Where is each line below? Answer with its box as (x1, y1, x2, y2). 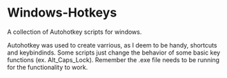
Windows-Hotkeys (7, 5, 117, 21)
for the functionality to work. (7, 63, 88, 71)
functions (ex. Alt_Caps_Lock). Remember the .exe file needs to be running (7, 55, 219, 64)
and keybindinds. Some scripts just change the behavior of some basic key (7, 48, 221, 57)
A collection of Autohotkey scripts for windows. (7, 28, 142, 36)
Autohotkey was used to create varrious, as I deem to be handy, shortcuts (7, 41, 217, 49)
